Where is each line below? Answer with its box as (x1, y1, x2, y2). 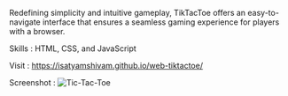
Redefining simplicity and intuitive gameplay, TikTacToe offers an (9, 8, 246, 18)
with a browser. (9, 26, 66, 36)
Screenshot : (9, 78, 56, 87)
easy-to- (247, 8, 279, 18)
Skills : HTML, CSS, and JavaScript (9, 43, 137, 54)
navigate (9, 17, 42, 27)
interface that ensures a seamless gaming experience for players (43, 17, 280, 27)
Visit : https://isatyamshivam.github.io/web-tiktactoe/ (9, 61, 204, 70)
